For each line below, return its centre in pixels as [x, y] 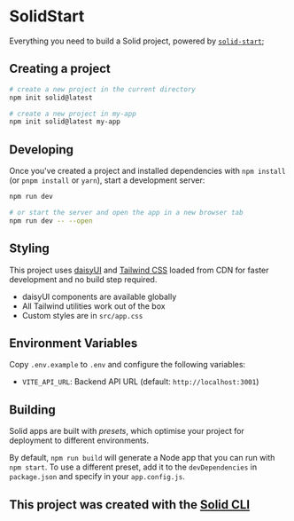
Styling [30, 249]
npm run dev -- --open [51, 221]
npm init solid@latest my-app [65, 122]
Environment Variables [73, 343]
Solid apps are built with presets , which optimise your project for [127, 431]
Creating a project [60, 69]
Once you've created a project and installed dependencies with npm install [147, 171]
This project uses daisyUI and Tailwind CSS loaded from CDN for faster [139, 270]
